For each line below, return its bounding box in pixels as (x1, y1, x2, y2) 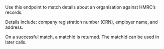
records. (5, 9, 23, 15)
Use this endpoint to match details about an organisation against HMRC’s (5, 4, 156, 10)
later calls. (5, 39, 27, 45)
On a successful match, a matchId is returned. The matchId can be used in (5, 34, 159, 40)
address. (5, 24, 24, 30)
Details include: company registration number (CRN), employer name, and (5, 19, 158, 25)
